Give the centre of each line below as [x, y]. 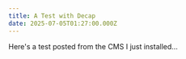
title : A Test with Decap [52, 16]
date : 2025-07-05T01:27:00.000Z [63, 23]
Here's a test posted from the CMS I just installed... [93, 46]
